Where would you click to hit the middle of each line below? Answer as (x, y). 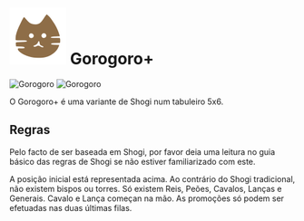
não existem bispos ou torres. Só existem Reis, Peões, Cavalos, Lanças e (146, 188)
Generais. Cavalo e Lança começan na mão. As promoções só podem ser (147, 198)
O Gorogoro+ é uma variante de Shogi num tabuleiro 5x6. (117, 101)
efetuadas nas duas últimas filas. (71, 207)
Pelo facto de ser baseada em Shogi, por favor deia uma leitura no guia (142, 151)
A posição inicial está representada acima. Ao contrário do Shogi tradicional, (152, 178)
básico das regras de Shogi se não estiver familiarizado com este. (132, 161)
